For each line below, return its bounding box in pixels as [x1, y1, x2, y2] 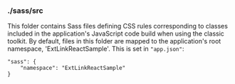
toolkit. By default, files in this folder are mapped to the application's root [7, 37, 221, 46]
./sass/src [7, 6, 44, 16]
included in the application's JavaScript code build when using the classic [7, 29, 224, 38]
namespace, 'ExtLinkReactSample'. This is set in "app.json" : [7, 45, 184, 53]
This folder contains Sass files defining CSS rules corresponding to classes [7, 22, 228, 31]
